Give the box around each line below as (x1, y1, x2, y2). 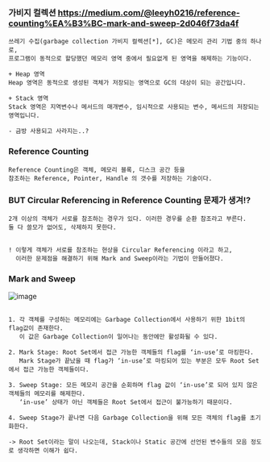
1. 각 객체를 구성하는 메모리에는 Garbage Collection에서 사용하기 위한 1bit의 (8, 316, 246, 324)
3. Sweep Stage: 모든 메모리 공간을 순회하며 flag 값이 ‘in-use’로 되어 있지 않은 (8, 381, 258, 389)
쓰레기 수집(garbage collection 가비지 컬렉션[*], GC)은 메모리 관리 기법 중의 (8, 38, 247, 46)
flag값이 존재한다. (8, 324, 64, 332)
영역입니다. (8, 111, 40, 120)
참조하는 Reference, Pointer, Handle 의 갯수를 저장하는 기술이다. (8, 174, 213, 182)
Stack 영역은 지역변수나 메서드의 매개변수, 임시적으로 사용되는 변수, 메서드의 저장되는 (8, 103, 260, 111)
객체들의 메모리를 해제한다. (8, 389, 86, 398)
